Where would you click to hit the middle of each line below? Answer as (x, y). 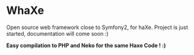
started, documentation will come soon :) (58, 33)
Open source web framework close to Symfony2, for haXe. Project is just (97, 27)
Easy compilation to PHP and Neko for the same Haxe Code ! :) (86, 45)
